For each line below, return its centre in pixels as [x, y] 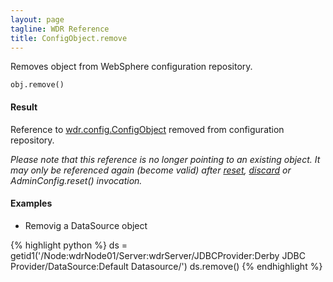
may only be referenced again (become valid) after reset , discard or [151, 170]
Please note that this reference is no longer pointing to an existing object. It [165, 159]
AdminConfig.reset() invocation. [76, 180]
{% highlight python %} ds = [69, 245]
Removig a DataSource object [86, 225]
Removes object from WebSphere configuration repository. [131, 67]
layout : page [37, 19]
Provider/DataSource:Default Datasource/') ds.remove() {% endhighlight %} [166, 266]
